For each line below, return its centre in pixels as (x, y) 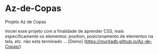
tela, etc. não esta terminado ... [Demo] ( (45, 41)
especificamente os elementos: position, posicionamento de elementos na (79, 36)
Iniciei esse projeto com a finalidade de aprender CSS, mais (65, 31)
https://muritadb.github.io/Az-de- (119, 41)
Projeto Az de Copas (26, 22)
